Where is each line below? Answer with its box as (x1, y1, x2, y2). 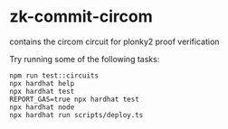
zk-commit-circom (9, 6, 153, 27)
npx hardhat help (9, 78, 75, 88)
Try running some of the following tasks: (9, 53, 160, 64)
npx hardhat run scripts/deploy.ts (9, 110, 144, 119)
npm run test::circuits (9, 70, 100, 80)
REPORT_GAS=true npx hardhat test (9, 95, 140, 104)
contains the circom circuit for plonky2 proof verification (9, 36, 220, 47)
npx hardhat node (9, 102, 75, 112)
